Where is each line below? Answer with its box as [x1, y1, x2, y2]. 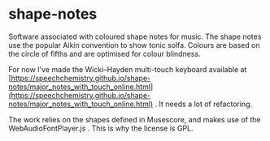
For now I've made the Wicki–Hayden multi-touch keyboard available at [8, 64, 247, 74]
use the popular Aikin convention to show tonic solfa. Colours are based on [8, 40, 260, 49]
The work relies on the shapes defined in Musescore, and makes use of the [8, 114, 261, 124]
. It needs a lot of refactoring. [155, 99, 253, 109]
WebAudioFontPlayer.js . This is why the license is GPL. [8, 123, 194, 133]
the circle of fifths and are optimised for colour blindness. [8, 49, 201, 58]
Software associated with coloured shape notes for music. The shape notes [8, 32, 262, 41]
